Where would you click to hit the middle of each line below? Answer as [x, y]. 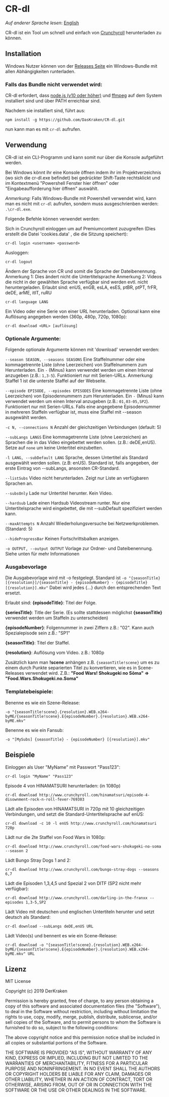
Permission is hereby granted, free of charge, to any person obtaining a [79, 1001]
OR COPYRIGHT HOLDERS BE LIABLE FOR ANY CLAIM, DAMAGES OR [78, 1074]
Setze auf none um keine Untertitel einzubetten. [54, 448]
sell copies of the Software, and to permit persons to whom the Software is [83, 1022]
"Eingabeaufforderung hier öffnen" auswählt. [52, 188]
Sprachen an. [19, 483]
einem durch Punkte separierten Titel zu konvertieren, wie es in [71, 668]
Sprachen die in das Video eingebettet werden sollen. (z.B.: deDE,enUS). [81, 442]
